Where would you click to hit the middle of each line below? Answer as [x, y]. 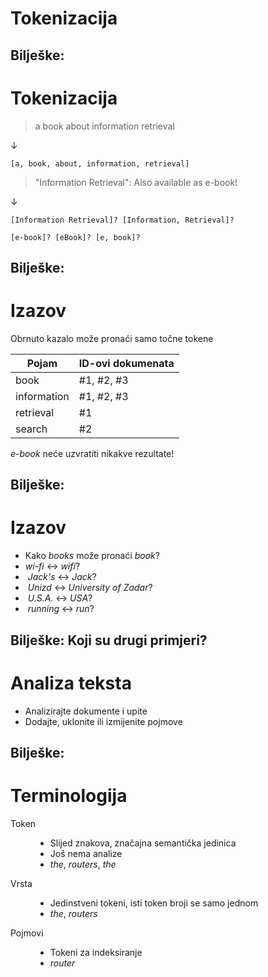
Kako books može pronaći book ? [92, 556]
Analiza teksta [71, 683]
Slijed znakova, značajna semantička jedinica [143, 843]
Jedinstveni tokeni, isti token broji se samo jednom [154, 903]
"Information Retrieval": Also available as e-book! [136, 182]
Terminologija [69, 796]
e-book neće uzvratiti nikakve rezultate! [92, 453]
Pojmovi [27, 933]
